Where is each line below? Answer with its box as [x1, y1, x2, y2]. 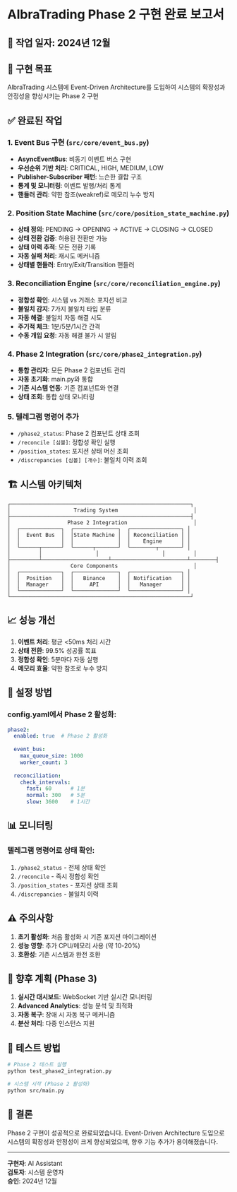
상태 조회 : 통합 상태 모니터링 [17, 392, 95, 401]
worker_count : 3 [20, 759, 68, 766]
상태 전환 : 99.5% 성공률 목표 [17, 646, 97, 654]
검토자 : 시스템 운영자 [7, 1167, 64, 1176]
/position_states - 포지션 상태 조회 [17, 880, 119, 889]
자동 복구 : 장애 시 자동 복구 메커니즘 [17, 1010, 116, 1019]
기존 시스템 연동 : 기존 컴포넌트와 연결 [17, 383, 119, 392]
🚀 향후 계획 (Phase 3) [7, 972, 97, 984]
